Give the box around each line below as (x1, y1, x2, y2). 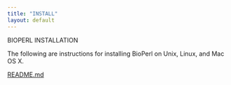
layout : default (7, 17, 55, 24)
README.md (7, 70, 44, 79)
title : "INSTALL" (7, 10, 58, 17)
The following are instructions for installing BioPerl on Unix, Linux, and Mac (7, 49, 225, 58)
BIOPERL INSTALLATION (7, 36, 79, 44)
